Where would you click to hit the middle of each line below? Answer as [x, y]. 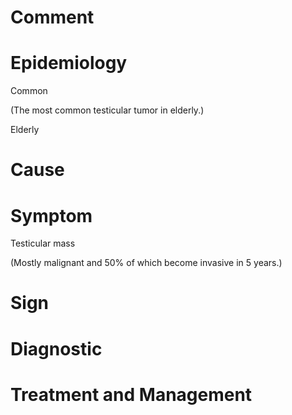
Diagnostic [56, 348]
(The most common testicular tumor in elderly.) [107, 110]
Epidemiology [69, 63]
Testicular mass [43, 243]
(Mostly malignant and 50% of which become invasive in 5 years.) [146, 263]
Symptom [51, 215]
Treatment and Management [131, 394]
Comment [52, 17]
